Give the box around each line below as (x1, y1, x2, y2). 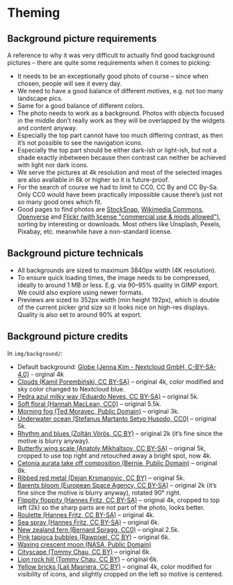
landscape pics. (17, 94, 63, 102)
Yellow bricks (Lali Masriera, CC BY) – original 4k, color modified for (17, 562, 212, 570)
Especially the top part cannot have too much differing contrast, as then (17, 131, 224, 139)
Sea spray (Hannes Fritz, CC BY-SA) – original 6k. (17, 517, 160, 526)
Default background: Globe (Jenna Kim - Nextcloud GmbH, (17, 362, 186, 370)
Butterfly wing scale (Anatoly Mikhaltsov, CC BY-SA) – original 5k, (17, 444, 207, 452)
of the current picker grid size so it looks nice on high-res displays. (17, 303, 209, 311)
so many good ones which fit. (17, 198, 103, 206)
